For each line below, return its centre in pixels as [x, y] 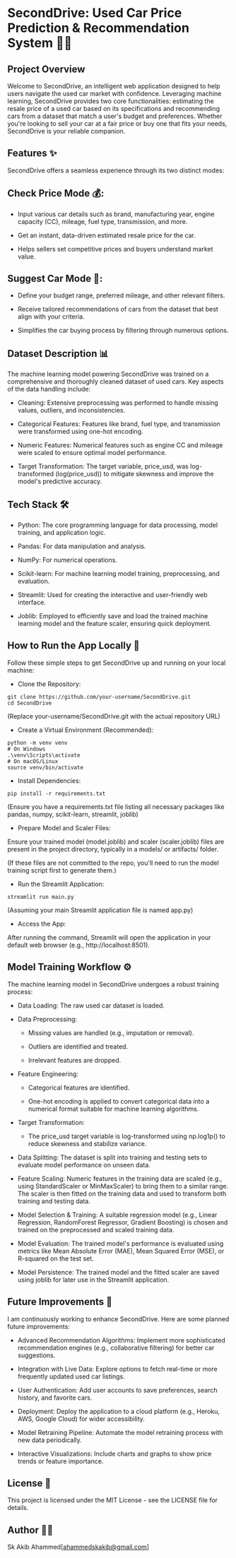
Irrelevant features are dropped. [75, 1060]
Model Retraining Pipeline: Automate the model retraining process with [120, 1432]
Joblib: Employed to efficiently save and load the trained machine [113, 616]
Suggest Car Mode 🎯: [55, 279]
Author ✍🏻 [30, 1530]
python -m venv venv [38, 743]
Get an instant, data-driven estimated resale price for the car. [107, 235]
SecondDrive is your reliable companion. [66, 131]
